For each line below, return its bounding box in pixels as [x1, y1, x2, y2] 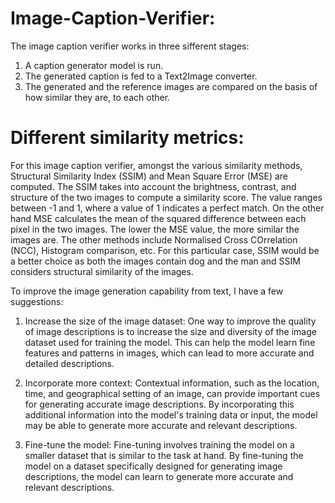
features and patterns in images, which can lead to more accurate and [24, 347, 315, 359]
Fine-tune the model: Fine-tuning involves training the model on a [24, 438, 295, 451]
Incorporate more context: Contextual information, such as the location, [24, 377, 320, 389]
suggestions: [10, 295, 64, 307]
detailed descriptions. [24, 357, 115, 369]
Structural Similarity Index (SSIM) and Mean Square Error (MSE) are [10, 170, 289, 182]
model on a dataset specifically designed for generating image [24, 460, 283, 472]
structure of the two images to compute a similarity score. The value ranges [10, 191, 323, 203]
